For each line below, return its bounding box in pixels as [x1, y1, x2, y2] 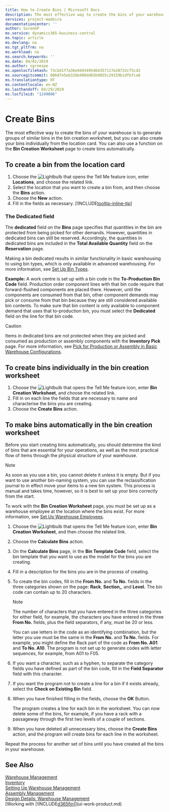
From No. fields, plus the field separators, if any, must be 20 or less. [12, 619, 154, 625]
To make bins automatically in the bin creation [5, 420, 152, 429]
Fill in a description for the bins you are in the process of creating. [12, 569, 149, 575]
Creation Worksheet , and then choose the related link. [12, 529, 127, 535]
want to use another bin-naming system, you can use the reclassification [5, 477, 156, 483]
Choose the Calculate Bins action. [12, 538, 84, 545]
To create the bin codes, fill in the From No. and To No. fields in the [12, 579, 152, 585]
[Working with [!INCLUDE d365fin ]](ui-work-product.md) [5, 800, 122, 807]
